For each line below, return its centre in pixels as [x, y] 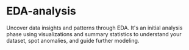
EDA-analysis [41, 11]
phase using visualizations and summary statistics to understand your [94, 34]
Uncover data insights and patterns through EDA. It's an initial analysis [94, 28]
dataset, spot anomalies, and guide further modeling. [73, 40]
